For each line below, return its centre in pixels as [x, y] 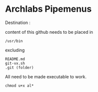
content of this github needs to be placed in [49, 32]
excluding [15, 50]
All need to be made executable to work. [46, 76]
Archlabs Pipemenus [49, 9]
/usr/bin [14, 41]
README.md [15, 59]
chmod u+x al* [20, 86]
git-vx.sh [15, 63]
